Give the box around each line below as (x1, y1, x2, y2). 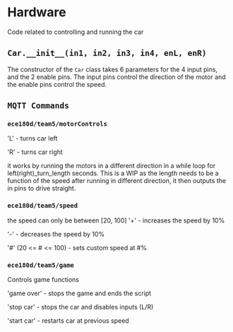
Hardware (7, 4, 66, 20)
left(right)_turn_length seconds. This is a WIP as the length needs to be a (7, 169, 219, 177)
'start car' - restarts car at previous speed (7, 316, 129, 325)
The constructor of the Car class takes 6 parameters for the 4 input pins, (7, 65, 217, 73)
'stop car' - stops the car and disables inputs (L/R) (7, 303, 154, 312)
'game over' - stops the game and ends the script (7, 289, 152, 297)
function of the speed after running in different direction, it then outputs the (7, 177, 227, 185)
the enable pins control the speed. (7, 80, 107, 88)
